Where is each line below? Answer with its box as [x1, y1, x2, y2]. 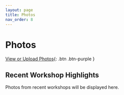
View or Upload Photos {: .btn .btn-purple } [5, 56, 95, 62]
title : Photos [5, 12, 36, 17]
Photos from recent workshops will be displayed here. [5, 84, 119, 90]
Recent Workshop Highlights [5, 70, 99, 79]
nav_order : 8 [5, 17, 33, 22]
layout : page [5, 7, 33, 13]
